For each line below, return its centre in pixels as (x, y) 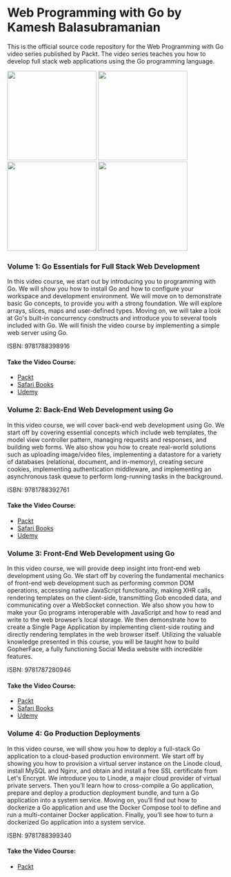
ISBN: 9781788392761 (38, 490)
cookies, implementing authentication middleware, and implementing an (109, 469)
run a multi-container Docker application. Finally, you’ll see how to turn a (110, 815)
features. (20, 657)
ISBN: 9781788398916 (39, 346)
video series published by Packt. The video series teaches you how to (107, 54)
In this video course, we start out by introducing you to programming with (111, 282)
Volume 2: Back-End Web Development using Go (90, 410)
